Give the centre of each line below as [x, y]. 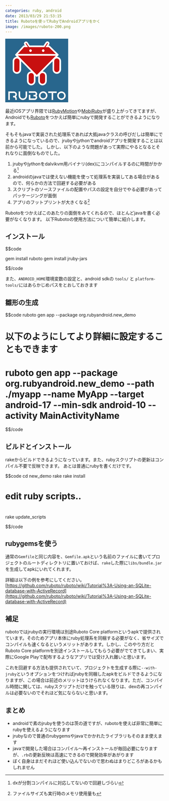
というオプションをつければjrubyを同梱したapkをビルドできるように [87, 674]
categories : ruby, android [33, 11]
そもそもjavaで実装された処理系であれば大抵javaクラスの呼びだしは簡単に [82, 134]
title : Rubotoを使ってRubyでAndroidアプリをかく [53, 21]
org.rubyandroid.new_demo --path [80, 383]
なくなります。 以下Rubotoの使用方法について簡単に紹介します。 [81, 219]
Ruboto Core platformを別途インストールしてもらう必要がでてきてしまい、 [82, 651]
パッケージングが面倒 [34, 195]
